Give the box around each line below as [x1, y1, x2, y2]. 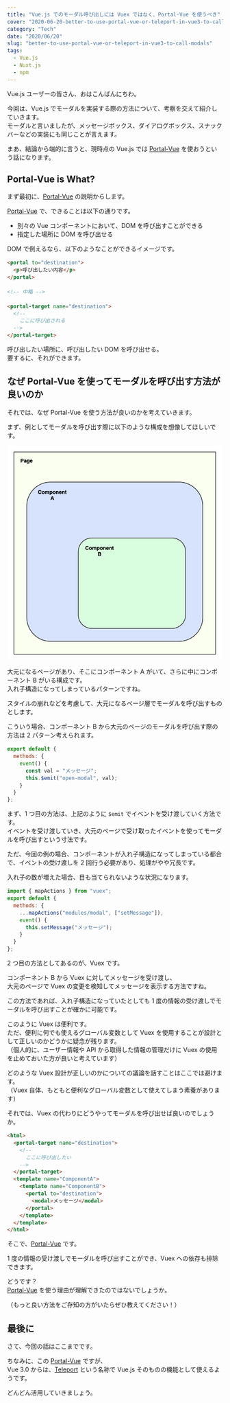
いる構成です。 [44, 676, 86, 685]
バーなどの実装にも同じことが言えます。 [7, 130, 121, 138]
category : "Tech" [7, 25, 57, 32]
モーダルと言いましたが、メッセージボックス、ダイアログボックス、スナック [7, 121, 222, 130]
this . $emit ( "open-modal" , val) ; [25, 775, 118, 782]
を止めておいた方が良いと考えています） [7, 1054, 121, 1062]
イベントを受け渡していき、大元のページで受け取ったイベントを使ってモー [7, 827, 216, 835]
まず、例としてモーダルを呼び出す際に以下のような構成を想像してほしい [7, 422, 210, 431]
